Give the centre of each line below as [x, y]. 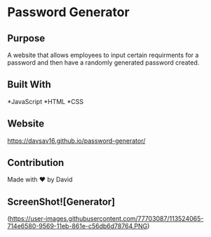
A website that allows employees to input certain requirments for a [103, 55]
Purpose [26, 38]
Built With [29, 85]
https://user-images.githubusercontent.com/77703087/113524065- [107, 219]
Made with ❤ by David [40, 179]
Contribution [36, 163]
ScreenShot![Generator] [61, 201]
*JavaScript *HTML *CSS [46, 101]
